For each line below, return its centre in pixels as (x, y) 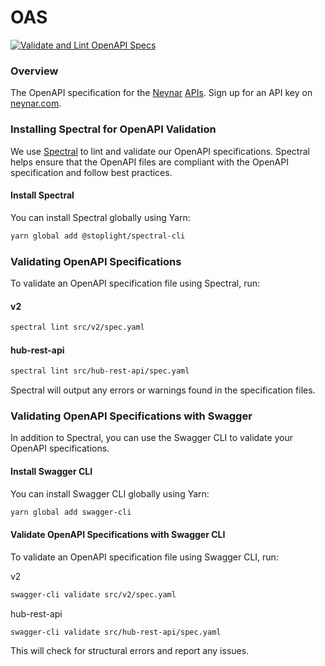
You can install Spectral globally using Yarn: (100, 217)
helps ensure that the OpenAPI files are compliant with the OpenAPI (149, 162)
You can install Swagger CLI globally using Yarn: (110, 493)
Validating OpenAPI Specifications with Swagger (131, 416)
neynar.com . (36, 103)
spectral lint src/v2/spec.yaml (77, 327)
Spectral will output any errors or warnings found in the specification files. (163, 390)
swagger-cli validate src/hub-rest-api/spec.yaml (116, 632)
